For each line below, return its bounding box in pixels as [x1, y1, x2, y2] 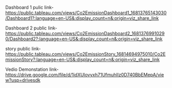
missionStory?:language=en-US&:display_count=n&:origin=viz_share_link [5, 56, 160, 63]
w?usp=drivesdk [5, 77, 41, 83]
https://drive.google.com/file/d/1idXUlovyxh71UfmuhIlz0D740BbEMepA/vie [5, 72, 164, 78]
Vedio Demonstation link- [5, 66, 59, 72]
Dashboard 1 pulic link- [5, 5, 54, 10]
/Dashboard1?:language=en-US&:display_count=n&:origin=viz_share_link [5, 15, 159, 21]
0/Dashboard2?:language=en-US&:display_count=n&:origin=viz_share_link [5, 36, 163, 42]
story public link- [5, 46, 41, 51]
